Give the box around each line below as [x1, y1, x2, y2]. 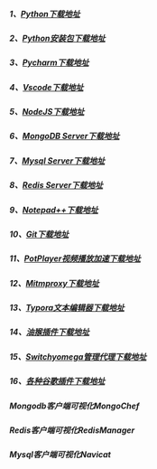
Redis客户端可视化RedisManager [9, 425, 135, 436]
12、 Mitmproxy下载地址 [9, 277, 99, 288]
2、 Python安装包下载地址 [9, 33, 106, 43]
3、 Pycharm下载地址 [9, 57, 89, 68]
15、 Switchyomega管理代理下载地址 [9, 351, 147, 361]
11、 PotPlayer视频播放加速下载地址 [9, 253, 142, 264]
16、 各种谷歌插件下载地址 [9, 376, 106, 387]
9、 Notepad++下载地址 [9, 204, 99, 215]
